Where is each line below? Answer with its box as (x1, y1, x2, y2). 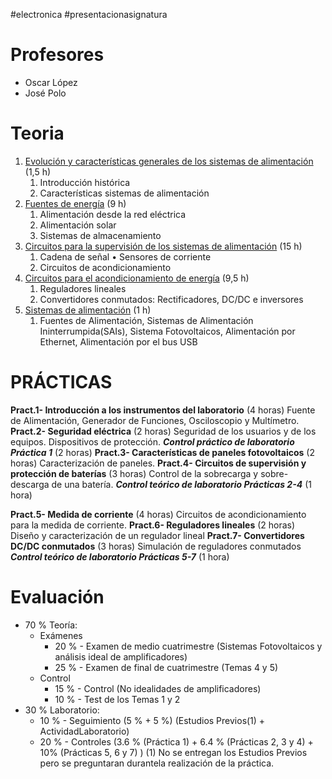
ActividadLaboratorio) (39, 725, 130, 737)
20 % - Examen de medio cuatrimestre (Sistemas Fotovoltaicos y (54, 640, 323, 652)
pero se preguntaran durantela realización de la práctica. (39, 757, 275, 769)
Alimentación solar (39, 219, 117, 231)
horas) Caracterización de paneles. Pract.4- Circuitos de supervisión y (10, 457, 307, 469)
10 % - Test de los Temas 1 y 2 (54, 693, 181, 705)
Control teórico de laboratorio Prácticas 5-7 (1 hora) (10, 550, 230, 563)
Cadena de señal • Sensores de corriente (39, 250, 212, 263)
